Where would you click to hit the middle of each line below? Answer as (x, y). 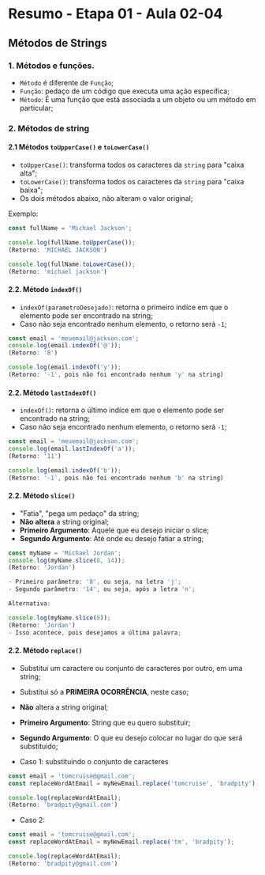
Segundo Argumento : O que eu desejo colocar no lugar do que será (131, 737)
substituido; (39, 746)
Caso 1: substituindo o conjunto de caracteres (94, 761)
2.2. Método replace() (45, 650)
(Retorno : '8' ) (33, 353)
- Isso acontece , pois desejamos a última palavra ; (95, 633)
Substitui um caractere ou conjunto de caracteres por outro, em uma (131, 668)
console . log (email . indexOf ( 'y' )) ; (65, 367)
